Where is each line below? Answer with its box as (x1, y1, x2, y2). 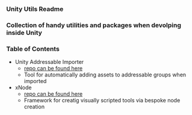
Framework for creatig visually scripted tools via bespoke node (23, 97, 181, 104)
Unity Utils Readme (6, 5, 64, 13)
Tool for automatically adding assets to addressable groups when (23, 71, 187, 78)
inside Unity (6, 28, 42, 37)
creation (23, 103, 45, 110)
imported (23, 78, 47, 85)
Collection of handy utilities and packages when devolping (6, 20, 182, 29)
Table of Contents (6, 45, 60, 53)
